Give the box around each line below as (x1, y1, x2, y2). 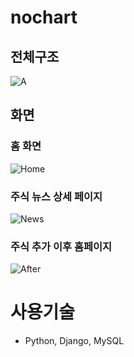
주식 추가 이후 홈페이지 (10, 239, 113, 253)
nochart (10, 6, 78, 29)
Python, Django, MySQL (24, 335, 125, 347)
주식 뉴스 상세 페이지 (10, 189, 103, 203)
